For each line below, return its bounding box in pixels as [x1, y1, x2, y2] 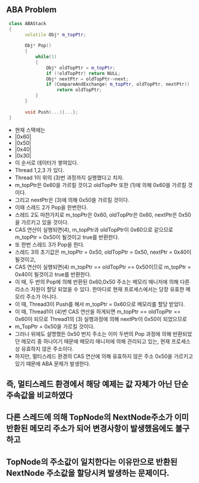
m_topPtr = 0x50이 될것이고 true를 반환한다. [14, 233, 120, 241]
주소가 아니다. [26, 293, 58, 300]
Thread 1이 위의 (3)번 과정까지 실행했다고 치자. [14, 174, 124, 181]
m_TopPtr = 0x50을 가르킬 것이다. [14, 323, 95, 330]
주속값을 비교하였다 [6, 390, 73, 400]
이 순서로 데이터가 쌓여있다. [14, 159, 79, 166]
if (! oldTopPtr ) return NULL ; [46, 70, 121, 76]
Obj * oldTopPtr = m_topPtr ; [46, 65, 116, 71]
